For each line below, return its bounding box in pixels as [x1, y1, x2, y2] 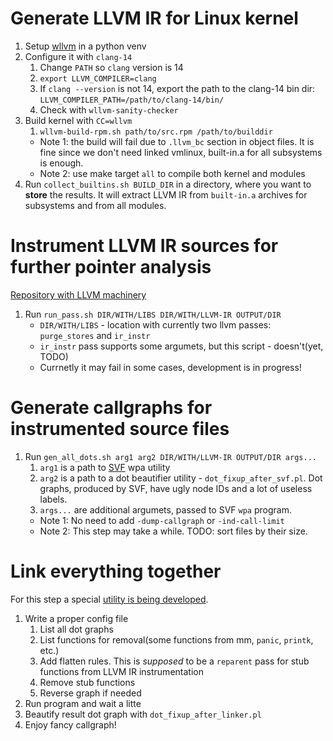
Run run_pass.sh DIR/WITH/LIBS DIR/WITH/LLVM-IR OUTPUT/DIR [24, 308, 282, 320]
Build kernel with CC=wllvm [24, 114, 133, 126]
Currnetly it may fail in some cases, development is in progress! [39, 361, 302, 373]
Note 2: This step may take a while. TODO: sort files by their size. [39, 525, 308, 537]
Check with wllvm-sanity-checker [39, 103, 179, 116]
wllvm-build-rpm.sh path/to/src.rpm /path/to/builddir [39, 127, 273, 137]
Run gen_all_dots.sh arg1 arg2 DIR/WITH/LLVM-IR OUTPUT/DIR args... [24, 450, 317, 462]
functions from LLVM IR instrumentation [39, 665, 204, 677]
